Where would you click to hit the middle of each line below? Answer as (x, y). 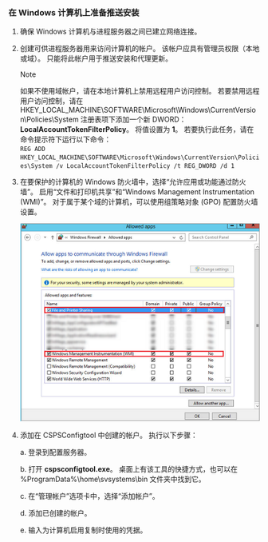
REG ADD (32, 149)
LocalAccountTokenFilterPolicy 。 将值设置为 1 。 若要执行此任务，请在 (137, 130)
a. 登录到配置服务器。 (55, 452)
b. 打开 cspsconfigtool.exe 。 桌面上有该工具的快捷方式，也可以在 (128, 469)
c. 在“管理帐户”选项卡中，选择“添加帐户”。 (89, 496)
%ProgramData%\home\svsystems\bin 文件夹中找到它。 (112, 479)
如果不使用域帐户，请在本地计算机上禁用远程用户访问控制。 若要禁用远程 (140, 91)
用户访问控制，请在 (51, 101)
